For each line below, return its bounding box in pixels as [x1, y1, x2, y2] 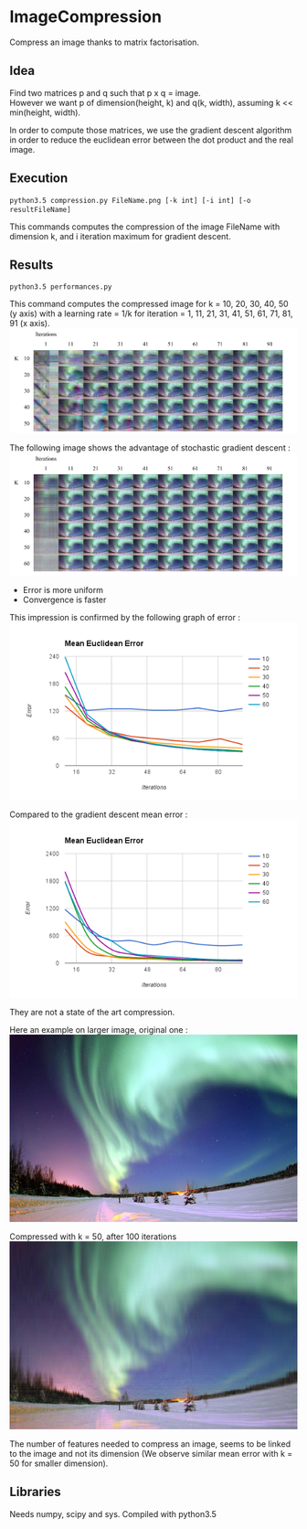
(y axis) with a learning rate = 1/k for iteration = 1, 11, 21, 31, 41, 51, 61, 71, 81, [9, 308, 293, 319]
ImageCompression [9, 6, 163, 27]
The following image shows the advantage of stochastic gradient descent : [9, 441, 291, 453]
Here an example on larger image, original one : [9, 1024, 188, 1035]
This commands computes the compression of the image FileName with [9, 221, 281, 232]
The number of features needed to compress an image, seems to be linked [9, 1438, 291, 1449]
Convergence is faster [22, 594, 107, 605]
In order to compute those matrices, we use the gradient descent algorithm [9, 124, 292, 135]
